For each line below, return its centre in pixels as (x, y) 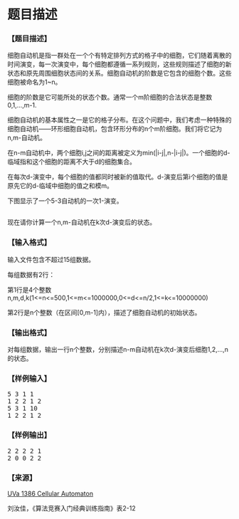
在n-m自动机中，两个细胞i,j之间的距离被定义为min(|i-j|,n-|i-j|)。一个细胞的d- (119, 153)
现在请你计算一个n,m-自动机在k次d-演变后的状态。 (82, 222)
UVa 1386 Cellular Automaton (51, 493)
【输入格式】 (30, 243)
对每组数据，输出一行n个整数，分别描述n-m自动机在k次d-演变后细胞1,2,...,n (118, 350)
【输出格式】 (30, 332)
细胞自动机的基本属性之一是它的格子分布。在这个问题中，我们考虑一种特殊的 (119, 120)
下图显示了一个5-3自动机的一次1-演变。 (65, 201)
